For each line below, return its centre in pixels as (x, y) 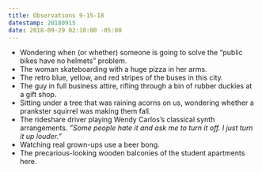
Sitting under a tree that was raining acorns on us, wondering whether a (137, 103)
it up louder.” (40, 136)
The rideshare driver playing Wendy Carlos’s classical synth (117, 120)
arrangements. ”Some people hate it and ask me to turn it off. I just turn (136, 128)
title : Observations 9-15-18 (56, 15)
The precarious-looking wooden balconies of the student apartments (132, 153)
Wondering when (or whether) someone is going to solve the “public (131, 53)
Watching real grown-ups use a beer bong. (89, 145)
